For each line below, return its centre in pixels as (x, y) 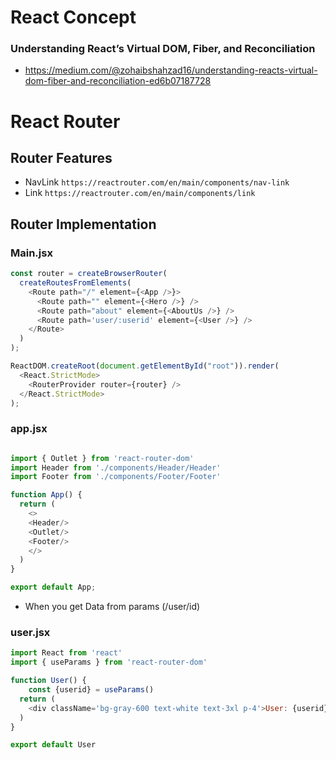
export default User (53, 745)
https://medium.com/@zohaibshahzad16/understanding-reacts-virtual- (171, 70)
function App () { (46, 495)
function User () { (48, 681)
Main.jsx (31, 253)
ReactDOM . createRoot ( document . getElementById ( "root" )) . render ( (145, 366)
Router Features (61, 158)
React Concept (73, 17)
